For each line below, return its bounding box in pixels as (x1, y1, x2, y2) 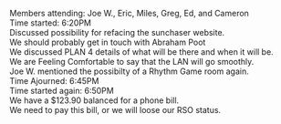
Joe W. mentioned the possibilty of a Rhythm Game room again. (9, 66, 249, 77)
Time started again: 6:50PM (9, 86, 114, 96)
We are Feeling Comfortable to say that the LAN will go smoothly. (9, 57, 255, 67)
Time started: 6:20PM (9, 17, 92, 28)
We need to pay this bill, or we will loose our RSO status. (9, 105, 222, 115)
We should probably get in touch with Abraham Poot (9, 36, 206, 47)
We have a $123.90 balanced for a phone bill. (9, 95, 180, 106)
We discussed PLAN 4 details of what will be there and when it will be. (9, 46, 274, 57)
